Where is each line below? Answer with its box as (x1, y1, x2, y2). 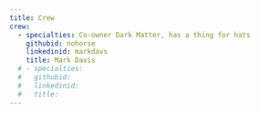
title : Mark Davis (26, 56, 96, 65)
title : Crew (9, 13, 55, 23)
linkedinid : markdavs (26, 47, 108, 56)
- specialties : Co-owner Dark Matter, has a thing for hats (17, 30, 251, 39)
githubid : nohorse (26, 38, 96, 48)
